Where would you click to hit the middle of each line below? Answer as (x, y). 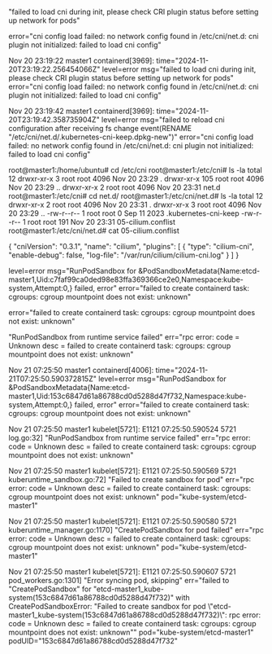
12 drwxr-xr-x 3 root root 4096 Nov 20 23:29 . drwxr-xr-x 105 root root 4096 (136, 179)
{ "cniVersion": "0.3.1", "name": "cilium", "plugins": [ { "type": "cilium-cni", (131, 246)
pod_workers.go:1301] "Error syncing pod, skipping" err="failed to (119, 580)
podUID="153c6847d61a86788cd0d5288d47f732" (93, 641)
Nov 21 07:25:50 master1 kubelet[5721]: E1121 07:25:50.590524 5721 (123, 429)
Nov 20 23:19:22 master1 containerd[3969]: (81, 61)
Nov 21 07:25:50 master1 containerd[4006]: (81, 370)
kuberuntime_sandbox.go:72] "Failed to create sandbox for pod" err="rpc (131, 479)
